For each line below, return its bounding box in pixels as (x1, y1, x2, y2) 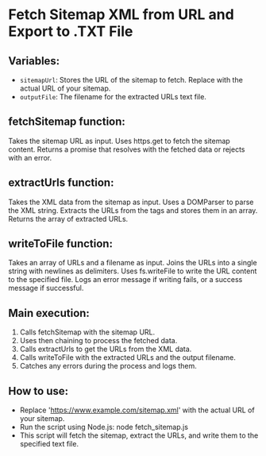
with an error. (8, 153, 52, 162)
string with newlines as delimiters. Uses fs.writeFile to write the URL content (8, 266, 257, 276)
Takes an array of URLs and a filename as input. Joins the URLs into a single (8, 258, 257, 268)
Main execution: (8, 306, 90, 319)
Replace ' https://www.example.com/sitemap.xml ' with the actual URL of (19, 405, 256, 415)
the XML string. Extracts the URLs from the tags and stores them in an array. (8, 205, 258, 215)
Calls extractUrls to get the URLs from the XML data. (19, 344, 192, 354)
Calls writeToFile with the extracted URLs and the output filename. (19, 353, 237, 362)
